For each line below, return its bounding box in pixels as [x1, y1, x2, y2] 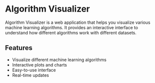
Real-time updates [12, 72, 50, 78]
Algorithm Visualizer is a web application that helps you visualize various [5, 19, 151, 25]
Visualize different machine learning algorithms [12, 57, 107, 63]
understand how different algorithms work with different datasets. [5, 30, 137, 35]
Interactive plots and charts [12, 62, 67, 67]
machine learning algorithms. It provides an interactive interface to [5, 24, 138, 30]
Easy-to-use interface [12, 67, 56, 73]
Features [5, 44, 33, 52]
